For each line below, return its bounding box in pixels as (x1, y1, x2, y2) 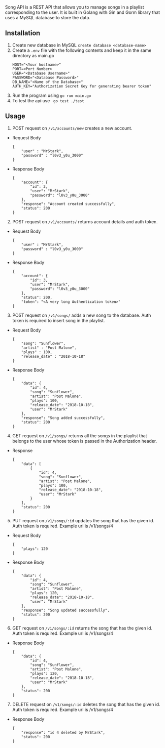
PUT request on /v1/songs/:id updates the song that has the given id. (12, 517, 155, 523)
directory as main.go (12, 52, 55, 58)
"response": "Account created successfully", (21, 201, 117, 207)
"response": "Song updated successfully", (21, 608, 110, 613)
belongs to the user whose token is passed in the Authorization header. (12, 438, 157, 444)
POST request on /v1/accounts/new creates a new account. (12, 125, 132, 131)
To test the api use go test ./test (12, 97, 85, 103)
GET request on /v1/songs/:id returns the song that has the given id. (12, 625, 153, 631)
